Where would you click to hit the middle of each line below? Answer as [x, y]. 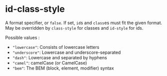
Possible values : [22, 38]
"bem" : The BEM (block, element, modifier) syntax [63, 68]
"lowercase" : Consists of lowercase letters [56, 47]
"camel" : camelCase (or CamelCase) [50, 63]
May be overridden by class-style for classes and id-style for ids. [74, 28]
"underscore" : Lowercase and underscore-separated [67, 52]
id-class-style [35, 9]
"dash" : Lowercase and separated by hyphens [60, 57]
